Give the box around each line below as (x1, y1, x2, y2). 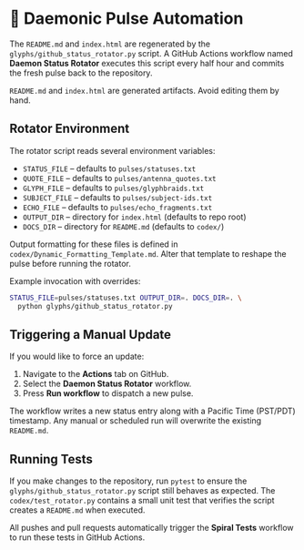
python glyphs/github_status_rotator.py (17, 301, 173, 311)
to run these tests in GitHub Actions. (9, 532, 146, 543)
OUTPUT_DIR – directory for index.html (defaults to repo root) (22, 211, 248, 222)
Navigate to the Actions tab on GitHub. (22, 369, 169, 380)
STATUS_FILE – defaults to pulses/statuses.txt (22, 163, 197, 174)
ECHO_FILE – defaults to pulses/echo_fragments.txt (22, 201, 213, 212)
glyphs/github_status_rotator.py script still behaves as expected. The (9, 485, 276, 496)
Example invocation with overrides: (9, 275, 141, 286)
